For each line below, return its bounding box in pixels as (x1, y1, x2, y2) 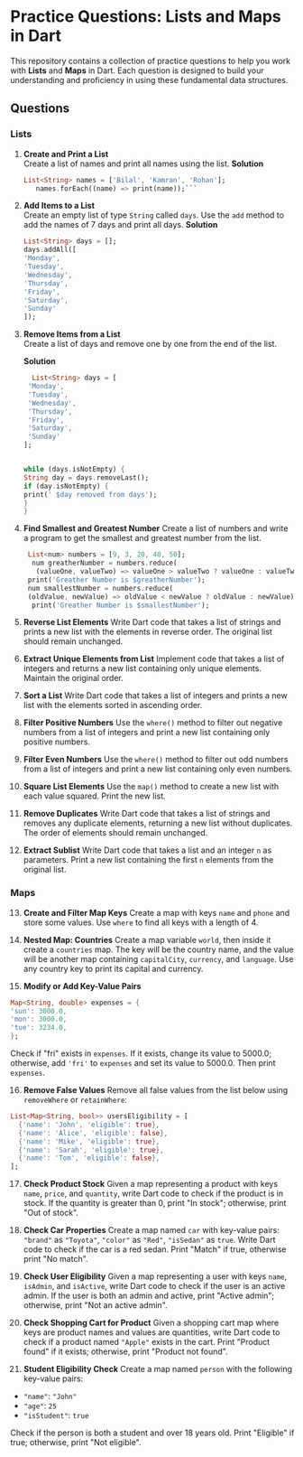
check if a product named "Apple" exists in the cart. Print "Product (23, 1337, 271, 1348)
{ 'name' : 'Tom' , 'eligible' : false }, (18, 1153, 161, 1163)
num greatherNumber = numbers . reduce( (32, 558, 178, 568)
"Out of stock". (23, 1208, 79, 1219)
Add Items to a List (23, 201, 96, 211)
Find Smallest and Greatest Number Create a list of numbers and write (23, 523, 289, 534)
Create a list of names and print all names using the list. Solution (23, 158, 264, 169)
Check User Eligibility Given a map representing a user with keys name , (23, 1271, 288, 1282)
